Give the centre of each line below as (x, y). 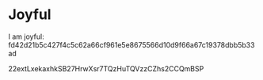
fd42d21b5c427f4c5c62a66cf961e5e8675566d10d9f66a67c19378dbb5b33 (131, 44)
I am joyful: (27, 36)
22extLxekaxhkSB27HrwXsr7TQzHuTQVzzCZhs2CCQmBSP (106, 68)
